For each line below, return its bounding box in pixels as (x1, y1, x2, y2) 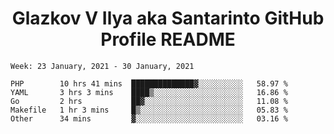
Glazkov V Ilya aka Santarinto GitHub (11, 7, 325, 30)
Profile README (100, 28, 236, 51)
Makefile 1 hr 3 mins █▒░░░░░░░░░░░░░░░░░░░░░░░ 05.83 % (10, 105, 288, 115)
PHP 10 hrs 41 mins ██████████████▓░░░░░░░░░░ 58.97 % (10, 78, 288, 89)
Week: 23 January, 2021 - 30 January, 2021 (10, 61, 195, 71)
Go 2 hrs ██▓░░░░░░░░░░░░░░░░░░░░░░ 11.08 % (10, 96, 288, 106)
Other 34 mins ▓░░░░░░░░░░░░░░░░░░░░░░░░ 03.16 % (10, 113, 288, 124)
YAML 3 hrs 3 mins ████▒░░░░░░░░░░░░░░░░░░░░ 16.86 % (10, 87, 288, 97)
